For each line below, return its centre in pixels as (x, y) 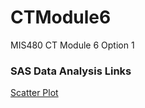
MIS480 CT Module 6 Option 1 (72, 45)
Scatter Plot (34, 93)
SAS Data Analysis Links (71, 71)
